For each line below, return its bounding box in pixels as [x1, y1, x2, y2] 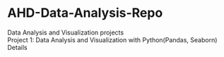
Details [7, 43, 28, 51]
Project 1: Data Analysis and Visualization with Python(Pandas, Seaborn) [7, 35, 218, 44]
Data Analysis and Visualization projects [7, 28, 124, 37]
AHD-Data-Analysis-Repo [7, 5, 163, 21]
